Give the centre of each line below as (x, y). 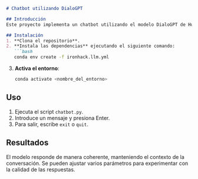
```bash (23, 52)
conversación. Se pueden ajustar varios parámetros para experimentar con (97, 163)
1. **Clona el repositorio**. (43, 41)
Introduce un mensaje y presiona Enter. (62, 118)
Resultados (27, 143)
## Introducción (26, 19)
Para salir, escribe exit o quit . (51, 124)
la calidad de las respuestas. (41, 169)
